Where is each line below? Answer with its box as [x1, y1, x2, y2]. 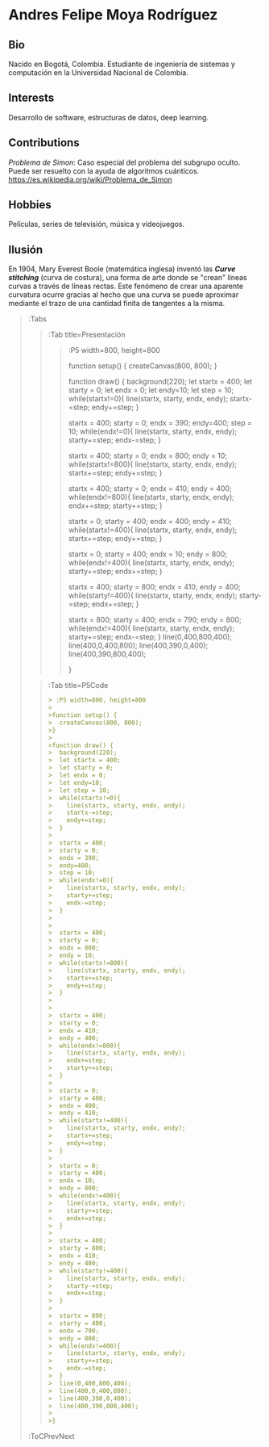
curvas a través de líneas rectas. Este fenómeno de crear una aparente [8, 281, 244, 291]
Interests [8, 91, 55, 105]
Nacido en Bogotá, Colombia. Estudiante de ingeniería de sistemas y [8, 59, 236, 69]
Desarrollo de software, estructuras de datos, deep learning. [8, 112, 209, 122]
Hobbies [8, 198, 52, 212]
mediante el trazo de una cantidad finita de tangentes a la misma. [8, 299, 226, 308]
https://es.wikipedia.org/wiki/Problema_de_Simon [8, 174, 173, 184]
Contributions [8, 136, 80, 150]
